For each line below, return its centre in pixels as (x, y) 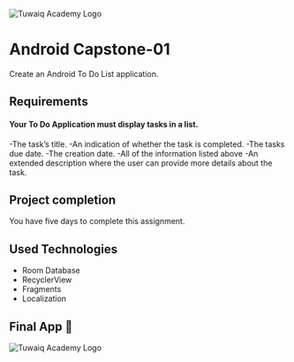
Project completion (63, 200)
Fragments (41, 289)
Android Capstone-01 (90, 50)
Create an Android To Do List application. (84, 73)
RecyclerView (47, 280)
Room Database (51, 271)
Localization (44, 299)
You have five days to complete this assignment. (97, 221)
